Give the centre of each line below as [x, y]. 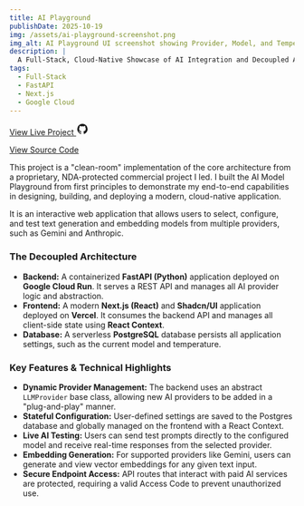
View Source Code [44, 150]
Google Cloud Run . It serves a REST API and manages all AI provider [150, 286]
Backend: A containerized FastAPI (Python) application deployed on [151, 277]
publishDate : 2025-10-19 [56, 26]
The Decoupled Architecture [73, 257]
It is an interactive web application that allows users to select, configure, [144, 214]
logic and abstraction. [63, 296]
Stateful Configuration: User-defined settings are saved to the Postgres [157, 416]
